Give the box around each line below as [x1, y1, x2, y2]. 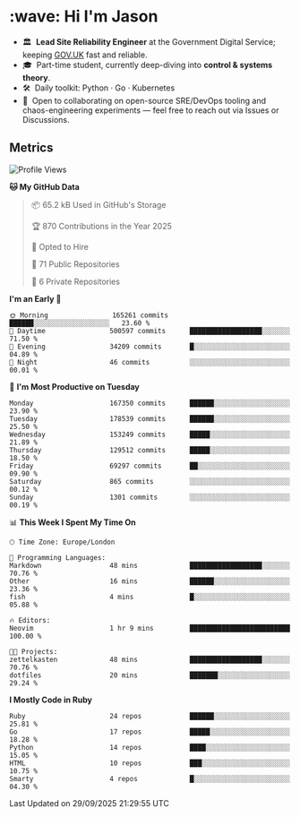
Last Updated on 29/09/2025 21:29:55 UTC [9, 797, 170, 808]
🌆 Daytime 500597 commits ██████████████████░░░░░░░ [9, 326, 291, 335]
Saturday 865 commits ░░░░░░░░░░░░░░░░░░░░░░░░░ [9, 477, 291, 486]
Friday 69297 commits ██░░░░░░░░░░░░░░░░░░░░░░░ [9, 461, 291, 470]
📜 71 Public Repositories [30, 258, 120, 270]
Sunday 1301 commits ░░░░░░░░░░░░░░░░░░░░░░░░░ [9, 493, 291, 502]
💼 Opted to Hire [30, 241, 90, 252]
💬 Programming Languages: [9, 553, 106, 562]
